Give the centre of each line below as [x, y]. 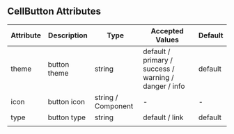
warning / [158, 77]
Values [167, 40]
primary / [157, 60]
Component [114, 106]
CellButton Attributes [54, 11]
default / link [163, 117]
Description [68, 35]
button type [67, 117]
